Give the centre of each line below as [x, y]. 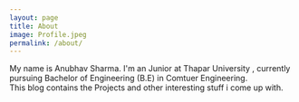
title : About [34, 26]
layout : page [34, 18]
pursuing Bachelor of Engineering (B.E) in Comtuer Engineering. [129, 79]
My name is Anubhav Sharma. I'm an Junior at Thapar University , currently [150, 69]
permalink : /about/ [46, 43]
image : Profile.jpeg [48, 34]
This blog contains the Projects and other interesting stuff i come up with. [146, 88]
